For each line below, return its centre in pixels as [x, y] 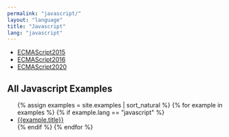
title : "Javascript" [37, 26]
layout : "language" [35, 20]
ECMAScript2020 [42, 67]
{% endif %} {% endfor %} [55, 127]
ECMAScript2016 [41, 60]
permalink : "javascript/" [44, 13]
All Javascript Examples [60, 88]
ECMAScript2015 [41, 52]
